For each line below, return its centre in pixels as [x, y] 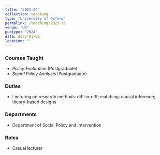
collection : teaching [27, 14]
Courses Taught [24, 58]
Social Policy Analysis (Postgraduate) [49, 74]
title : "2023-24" [22, 9]
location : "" [18, 41]
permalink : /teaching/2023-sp [36, 23]
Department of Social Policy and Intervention [57, 125]
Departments [21, 114]
